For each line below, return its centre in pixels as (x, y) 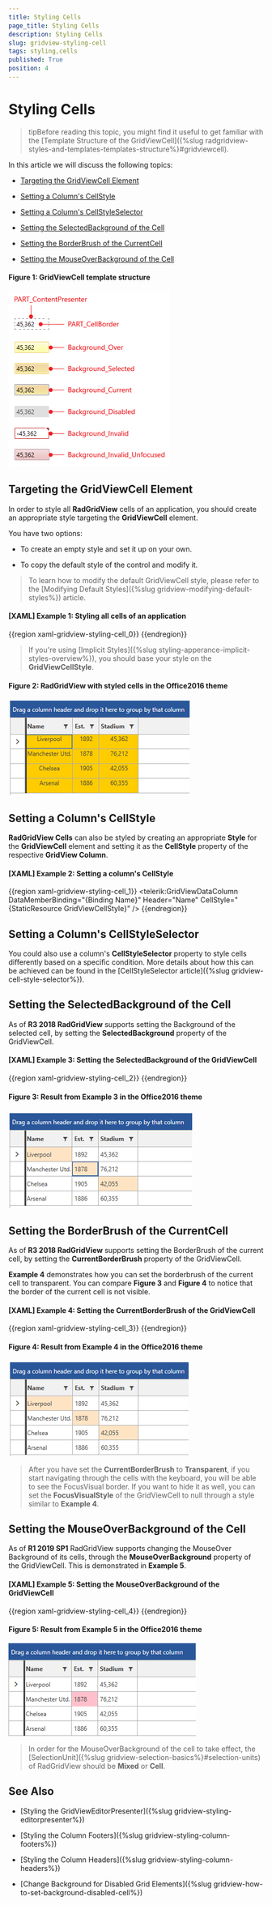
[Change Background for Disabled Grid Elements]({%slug (116, 1884)
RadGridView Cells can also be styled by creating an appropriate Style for (133, 837)
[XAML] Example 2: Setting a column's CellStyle (91, 873)
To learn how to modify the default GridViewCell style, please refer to (144, 580)
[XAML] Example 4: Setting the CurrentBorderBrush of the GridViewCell (132, 1310)
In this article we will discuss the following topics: (91, 164)
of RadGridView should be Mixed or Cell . (97, 1766)
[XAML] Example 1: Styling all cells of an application (98, 616)
